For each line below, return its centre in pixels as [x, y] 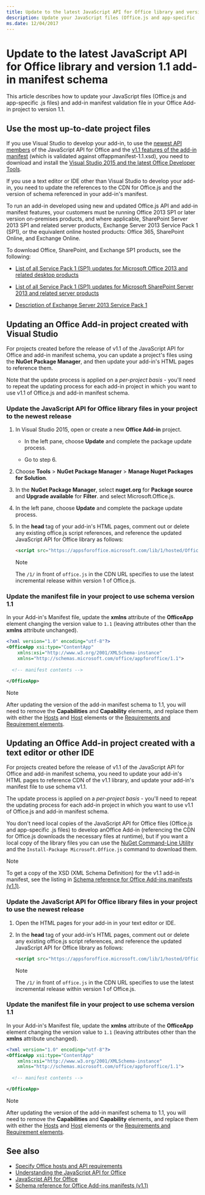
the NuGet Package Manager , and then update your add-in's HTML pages [100, 361]
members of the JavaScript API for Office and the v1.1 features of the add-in [102, 150]
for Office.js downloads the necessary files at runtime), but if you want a [97, 837]
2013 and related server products [57, 293]
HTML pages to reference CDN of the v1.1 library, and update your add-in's [100, 780]
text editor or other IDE [50, 753]
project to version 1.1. [38, 109]
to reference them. [30, 368]
